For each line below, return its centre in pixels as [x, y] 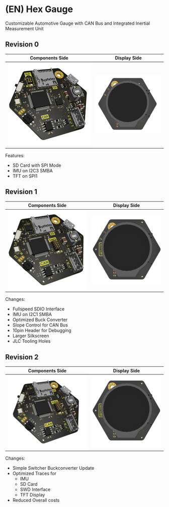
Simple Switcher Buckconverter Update [53, 468]
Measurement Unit [24, 28]
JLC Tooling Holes [31, 341]
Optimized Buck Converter [40, 320]
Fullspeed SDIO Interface [38, 309]
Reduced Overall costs [36, 500]
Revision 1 [21, 192]
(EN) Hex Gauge [39, 9]
